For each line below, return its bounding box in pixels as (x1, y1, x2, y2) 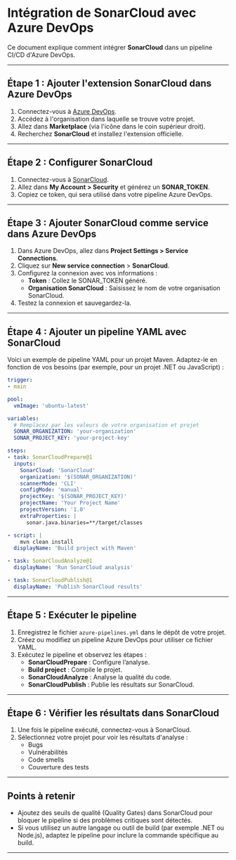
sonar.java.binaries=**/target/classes (25, 519, 143, 526)
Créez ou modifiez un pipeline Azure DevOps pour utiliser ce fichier (17, 635, 213, 644)
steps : (7, 448, 27, 455)
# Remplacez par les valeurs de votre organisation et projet (13, 422, 199, 429)
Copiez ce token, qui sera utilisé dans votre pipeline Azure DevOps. (17, 190, 213, 198)
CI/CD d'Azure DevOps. (7, 51, 76, 59)
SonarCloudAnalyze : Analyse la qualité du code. (27, 672, 172, 681)
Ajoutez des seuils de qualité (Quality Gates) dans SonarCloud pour (17, 809, 213, 817)
